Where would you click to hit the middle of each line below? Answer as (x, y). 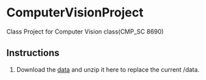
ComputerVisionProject (75, 13)
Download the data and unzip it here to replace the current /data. (108, 69)
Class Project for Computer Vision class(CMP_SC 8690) (85, 31)
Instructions (33, 53)
